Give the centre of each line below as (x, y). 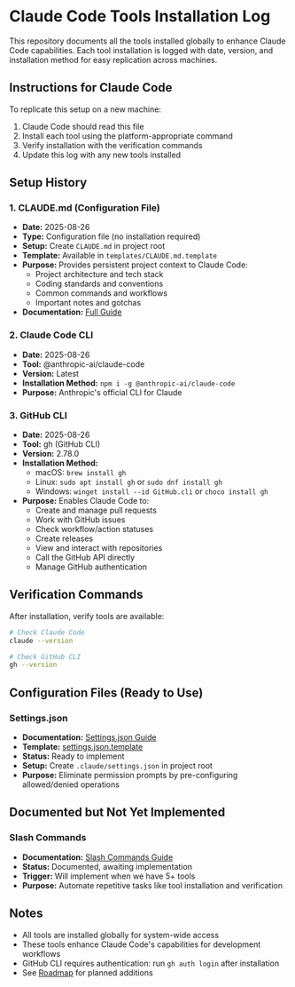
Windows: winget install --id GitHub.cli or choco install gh (151, 491)
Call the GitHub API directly (85, 558)
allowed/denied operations (70, 784)
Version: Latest (50, 373)
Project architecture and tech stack (99, 275)
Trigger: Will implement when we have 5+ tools (109, 876)
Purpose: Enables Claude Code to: (85, 501)
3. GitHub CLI (39, 415)
